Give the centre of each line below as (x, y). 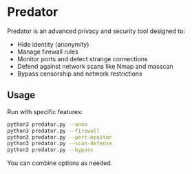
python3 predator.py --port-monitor (60, 137)
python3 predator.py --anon (47, 124)
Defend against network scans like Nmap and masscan (95, 66)
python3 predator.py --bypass (51, 150)
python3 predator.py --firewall (53, 131)
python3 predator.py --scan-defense (60, 144)
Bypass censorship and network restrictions (79, 74)
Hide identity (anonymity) (53, 44)
